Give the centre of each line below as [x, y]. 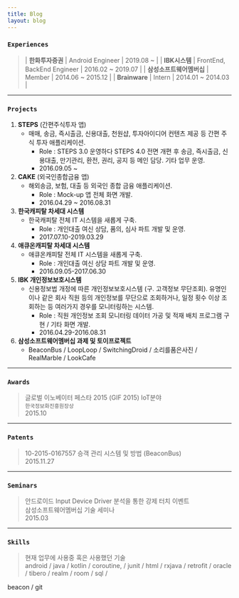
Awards [19, 382]
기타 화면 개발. [71, 325]
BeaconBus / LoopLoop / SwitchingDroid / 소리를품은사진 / [113, 350]
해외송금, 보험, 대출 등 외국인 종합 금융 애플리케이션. [100, 186]
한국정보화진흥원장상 [49, 406]
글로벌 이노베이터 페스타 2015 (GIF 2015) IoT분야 [93, 397]
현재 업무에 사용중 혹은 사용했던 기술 [75, 558]
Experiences [28, 45]
